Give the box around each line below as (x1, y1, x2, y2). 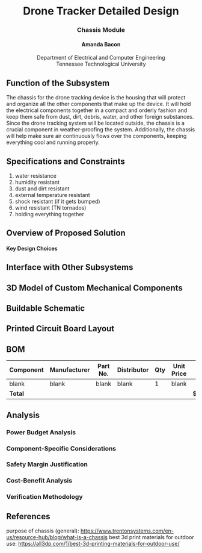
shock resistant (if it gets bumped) (14, 198, 100, 205)
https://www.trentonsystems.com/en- (80, 527, 174, 534)
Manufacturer (49, 366, 90, 374)
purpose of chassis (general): (6, 527, 79, 534)
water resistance (14, 172, 57, 179)
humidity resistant (14, 178, 60, 186)
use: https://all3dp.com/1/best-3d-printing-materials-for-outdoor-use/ (6, 540, 180, 548)
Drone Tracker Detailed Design (23, 4, 179, 18)
